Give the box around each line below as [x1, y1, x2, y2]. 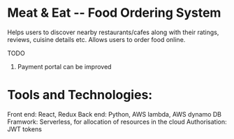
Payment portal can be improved [17, 62, 112, 71]
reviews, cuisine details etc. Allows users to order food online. [7, 35, 186, 43]
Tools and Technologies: [7, 87, 153, 103]
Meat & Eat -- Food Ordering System [7, 5, 221, 21]
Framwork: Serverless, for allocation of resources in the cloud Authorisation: [7, 117, 227, 126]
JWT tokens [7, 124, 42, 133]
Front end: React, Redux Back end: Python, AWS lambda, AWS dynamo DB [7, 110, 222, 118]
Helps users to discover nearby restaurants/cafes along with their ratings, [7, 28, 219, 36]
